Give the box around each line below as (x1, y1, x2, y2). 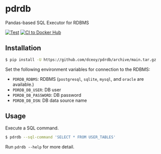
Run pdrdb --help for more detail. (5, 144, 74, 150)
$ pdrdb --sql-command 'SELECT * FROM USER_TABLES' (5, 135, 116, 140)
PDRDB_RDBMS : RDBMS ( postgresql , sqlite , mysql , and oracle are (12, 76, 144, 82)
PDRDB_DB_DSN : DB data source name (12, 97, 87, 103)
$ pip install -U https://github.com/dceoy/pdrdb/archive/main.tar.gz (5, 57, 156, 62)
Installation (5, 44, 41, 53)
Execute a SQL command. (5, 125, 59, 131)
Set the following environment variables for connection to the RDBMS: (5, 66, 150, 72)
